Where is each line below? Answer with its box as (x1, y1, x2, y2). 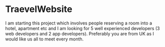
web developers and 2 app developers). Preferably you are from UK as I (5, 30, 154, 36)
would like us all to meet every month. (5, 36, 84, 42)
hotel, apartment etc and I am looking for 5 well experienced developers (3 (5, 25, 160, 31)
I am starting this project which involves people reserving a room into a (5, 20, 152, 26)
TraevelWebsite (5, 3, 73, 15)
